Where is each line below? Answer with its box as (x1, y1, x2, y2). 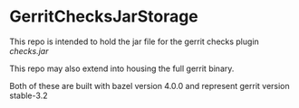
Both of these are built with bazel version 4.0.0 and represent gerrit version (9, 80, 290, 91)
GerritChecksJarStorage (9, 6, 199, 27)
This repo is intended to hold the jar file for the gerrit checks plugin (9, 36, 260, 47)
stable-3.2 (9, 90, 48, 101)
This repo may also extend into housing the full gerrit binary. (9, 63, 235, 74)
